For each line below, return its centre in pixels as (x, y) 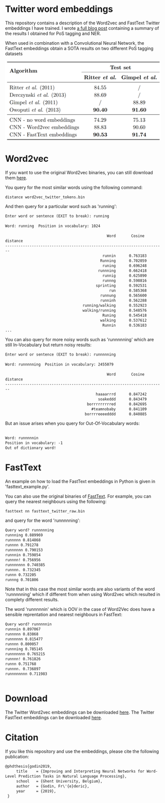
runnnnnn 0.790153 (24, 550)
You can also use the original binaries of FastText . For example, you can (78, 496)
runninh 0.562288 (124, 300)
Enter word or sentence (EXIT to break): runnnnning (61, 354)
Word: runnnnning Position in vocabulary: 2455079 (59, 364)
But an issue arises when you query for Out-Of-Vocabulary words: (72, 423)
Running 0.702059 (124, 261)
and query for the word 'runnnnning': (43, 520)
